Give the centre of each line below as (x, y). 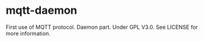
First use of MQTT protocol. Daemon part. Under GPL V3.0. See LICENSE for (102, 27)
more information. (28, 33)
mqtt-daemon (42, 10)
